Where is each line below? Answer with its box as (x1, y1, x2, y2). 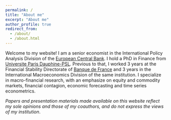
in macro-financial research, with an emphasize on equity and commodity (5, 77, 160, 83)
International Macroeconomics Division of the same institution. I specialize (5, 71, 162, 78)
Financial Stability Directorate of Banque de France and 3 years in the (5, 66, 152, 72)
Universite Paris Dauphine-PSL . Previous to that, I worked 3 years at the (5, 61, 157, 67)
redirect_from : (5, 27, 38, 32)
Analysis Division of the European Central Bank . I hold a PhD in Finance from (5, 55, 166, 61)
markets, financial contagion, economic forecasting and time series (5, 82, 147, 88)
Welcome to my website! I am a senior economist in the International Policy (5, 50, 163, 56)
